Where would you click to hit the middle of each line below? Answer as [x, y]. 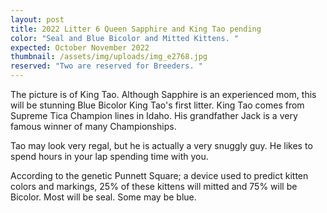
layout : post [37, 19]
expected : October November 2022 [80, 47]
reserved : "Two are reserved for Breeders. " [106, 66]
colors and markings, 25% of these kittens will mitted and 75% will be [154, 186]
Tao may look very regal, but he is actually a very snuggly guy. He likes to [161, 145]
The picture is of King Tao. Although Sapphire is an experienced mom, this [163, 94]
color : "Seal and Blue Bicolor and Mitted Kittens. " [125, 38]
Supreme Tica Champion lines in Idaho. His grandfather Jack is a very [154, 115]
